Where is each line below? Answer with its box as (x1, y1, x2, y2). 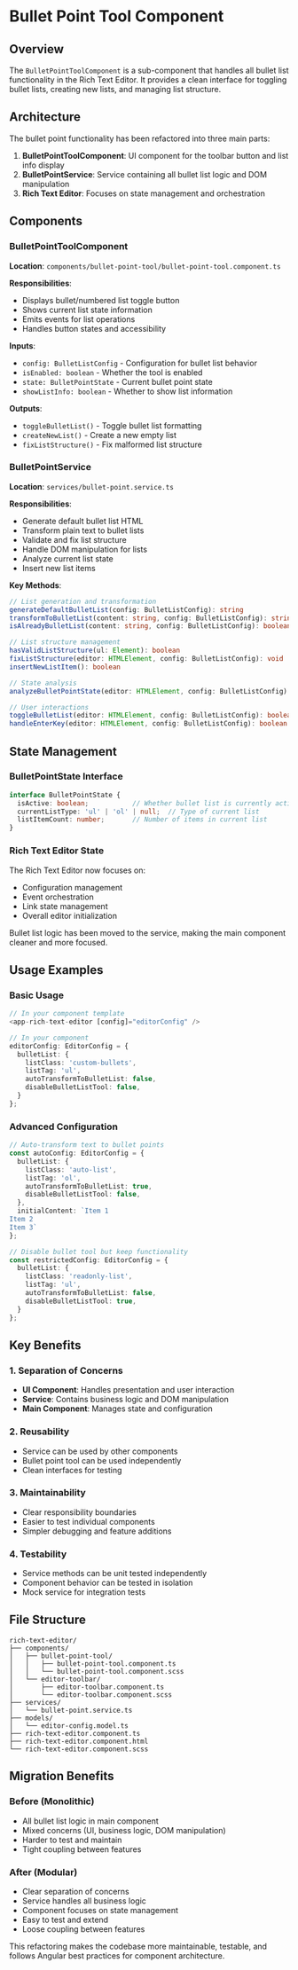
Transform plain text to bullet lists (21, 525, 145, 536)
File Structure (9, 1613, 86, 1628)
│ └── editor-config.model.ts (9, 1721, 129, 1731)
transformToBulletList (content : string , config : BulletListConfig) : (9, 614, 268, 623)
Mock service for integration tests (21, 1587, 146, 1597)
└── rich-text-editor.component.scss (9, 1745, 149, 1754)
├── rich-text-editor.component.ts (9, 1729, 141, 1738)
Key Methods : (9, 579, 62, 591)
